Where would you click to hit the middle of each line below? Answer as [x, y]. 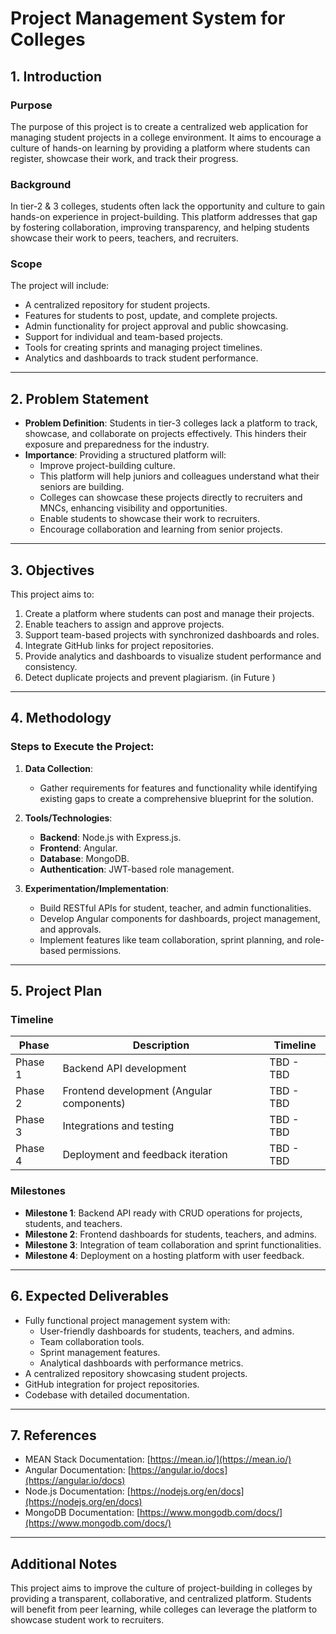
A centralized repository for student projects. [117, 305]
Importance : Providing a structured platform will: [125, 455]
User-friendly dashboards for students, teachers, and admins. [167, 1331]
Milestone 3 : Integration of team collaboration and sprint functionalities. [173, 1244]
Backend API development [124, 1069]
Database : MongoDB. [84, 858]
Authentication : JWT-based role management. [137, 869]
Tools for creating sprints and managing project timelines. [143, 348]
